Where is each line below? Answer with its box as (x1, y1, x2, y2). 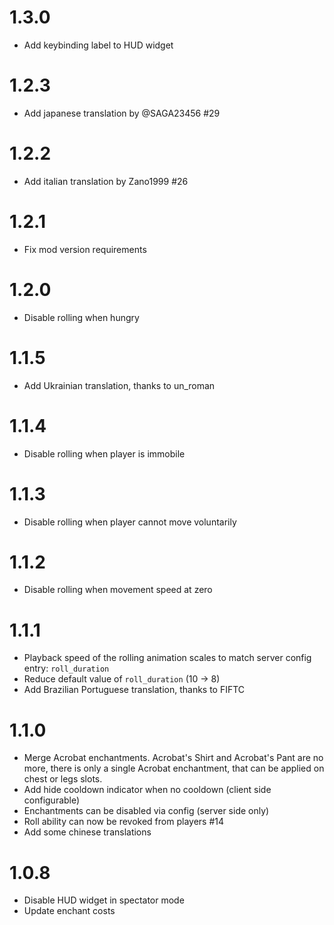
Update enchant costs (23, 905, 116, 917)
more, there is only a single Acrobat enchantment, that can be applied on (23, 762, 325, 775)
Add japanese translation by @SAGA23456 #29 (23, 107, 221, 119)
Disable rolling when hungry (23, 311, 140, 323)
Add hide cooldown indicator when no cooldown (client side (23, 784, 272, 796)
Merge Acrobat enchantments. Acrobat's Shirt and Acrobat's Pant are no (23, 752, 324, 764)
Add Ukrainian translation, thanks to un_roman (23, 379, 216, 391)
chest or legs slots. (23, 773, 103, 785)
